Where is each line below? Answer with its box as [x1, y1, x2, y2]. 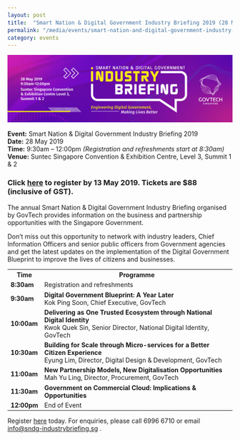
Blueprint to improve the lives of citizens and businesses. [7, 254, 176, 264]
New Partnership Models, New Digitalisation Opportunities [44, 366, 223, 374]
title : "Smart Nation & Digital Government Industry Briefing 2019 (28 [7, 19, 229, 26]
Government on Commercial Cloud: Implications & [44, 383, 196, 392]
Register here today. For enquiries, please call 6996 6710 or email [7, 416, 201, 425]
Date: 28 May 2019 [7, 137, 64, 146]
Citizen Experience [44, 349, 102, 357]
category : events [7, 34, 59, 41]
